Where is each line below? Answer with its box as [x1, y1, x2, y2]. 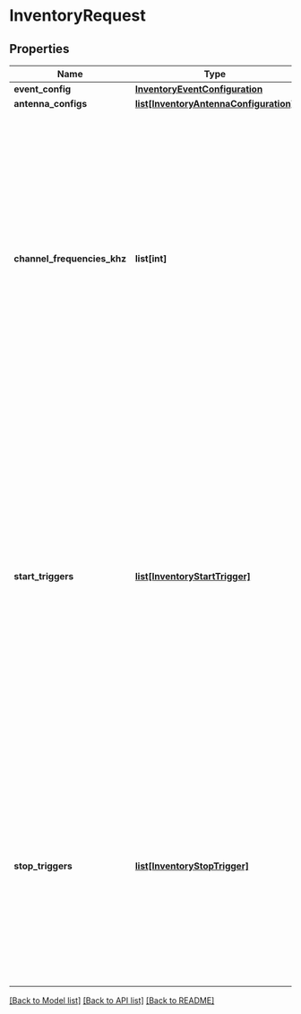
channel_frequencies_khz [13, 252, 127, 265]
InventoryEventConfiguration [134, 83, 263, 95]
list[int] [134, 252, 168, 265]
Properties [9, 41, 70, 57]
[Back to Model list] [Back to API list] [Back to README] [9, 995, 215, 1006]
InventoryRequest [9, 5, 146, 26]
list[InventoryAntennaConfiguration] [134, 98, 295, 110]
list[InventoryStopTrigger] [134, 860, 249, 872]
